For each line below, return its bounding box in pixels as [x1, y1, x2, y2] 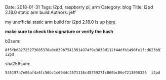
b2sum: [5, 38, 21, 44]
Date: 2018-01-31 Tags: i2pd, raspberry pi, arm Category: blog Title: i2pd [5, 4, 153, 10]
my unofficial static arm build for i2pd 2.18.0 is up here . [5, 19, 117, 25]
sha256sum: [5, 61, 31, 66]
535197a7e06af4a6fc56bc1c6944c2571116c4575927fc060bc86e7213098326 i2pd [5, 70, 161, 75]
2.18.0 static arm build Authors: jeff [5, 9, 76, 15]
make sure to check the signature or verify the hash [5, 29, 114, 34]
